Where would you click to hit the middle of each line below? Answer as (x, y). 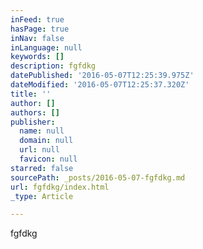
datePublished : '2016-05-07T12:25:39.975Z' (102, 76)
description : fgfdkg (53, 66)
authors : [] (35, 112)
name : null (42, 131)
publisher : (33, 122)
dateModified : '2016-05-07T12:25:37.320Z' (100, 85)
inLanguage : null (46, 47)
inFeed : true (37, 19)
